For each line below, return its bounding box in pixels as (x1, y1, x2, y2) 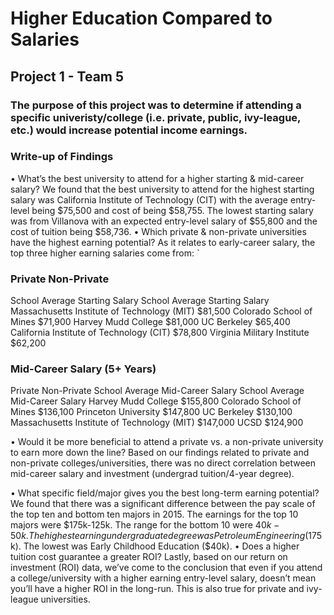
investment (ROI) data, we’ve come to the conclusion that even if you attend (10, 562, 323, 574)
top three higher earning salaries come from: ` (10, 247, 200, 259)
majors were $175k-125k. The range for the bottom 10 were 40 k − (10, 519, 280, 531)
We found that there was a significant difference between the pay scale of (10, 498, 316, 510)
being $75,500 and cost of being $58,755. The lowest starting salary (31, 204, 314, 216)
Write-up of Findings (10, 150, 114, 164)
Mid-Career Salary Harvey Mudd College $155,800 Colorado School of (10, 395, 302, 407)
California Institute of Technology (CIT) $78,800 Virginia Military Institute (10, 327, 310, 339)
